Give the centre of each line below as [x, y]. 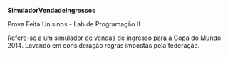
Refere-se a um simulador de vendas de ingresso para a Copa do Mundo [114, 38]
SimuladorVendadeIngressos [52, 10]
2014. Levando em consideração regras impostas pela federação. [104, 45]
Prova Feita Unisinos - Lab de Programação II [74, 24]
